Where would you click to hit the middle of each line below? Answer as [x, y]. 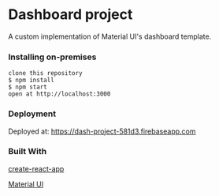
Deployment [32, 114]
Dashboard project [71, 15]
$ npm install [32, 81]
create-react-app [36, 168]
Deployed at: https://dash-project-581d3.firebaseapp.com [102, 131]
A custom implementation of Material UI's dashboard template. [110, 36]
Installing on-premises [52, 57]
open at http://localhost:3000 [59, 94]
